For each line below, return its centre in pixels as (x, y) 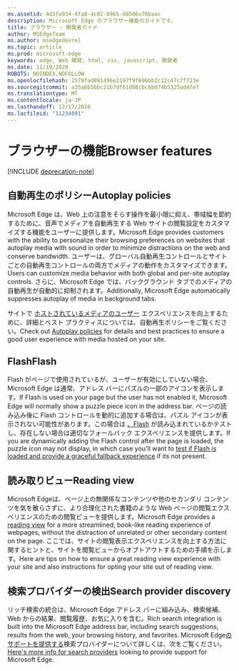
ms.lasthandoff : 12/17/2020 (49, 107)
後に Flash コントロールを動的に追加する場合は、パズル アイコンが (124, 415)
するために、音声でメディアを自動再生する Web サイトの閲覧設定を (106, 223)
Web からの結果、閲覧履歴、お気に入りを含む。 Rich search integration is (115, 618)
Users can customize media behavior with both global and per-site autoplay (119, 273)
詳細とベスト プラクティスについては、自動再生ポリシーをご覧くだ (123, 322)
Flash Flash (32, 361)
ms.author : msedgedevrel (44, 41)
